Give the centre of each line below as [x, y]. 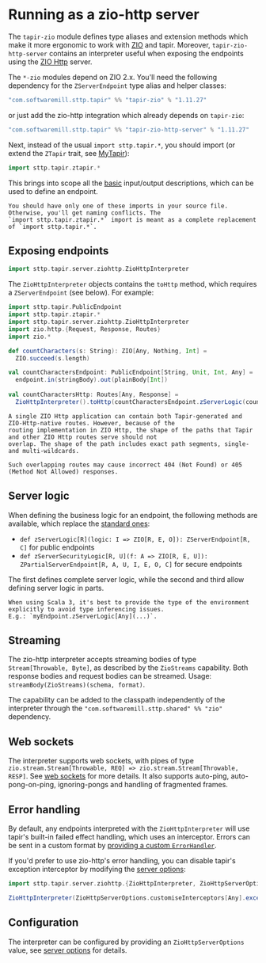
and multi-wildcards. [44, 451]
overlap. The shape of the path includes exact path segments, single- [129, 444]
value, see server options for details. [68, 950]
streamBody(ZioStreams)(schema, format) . [77, 685]
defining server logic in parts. [56, 588]
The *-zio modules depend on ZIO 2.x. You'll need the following [113, 77]
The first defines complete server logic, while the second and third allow [126, 579]
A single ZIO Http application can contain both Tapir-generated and [125, 416]
